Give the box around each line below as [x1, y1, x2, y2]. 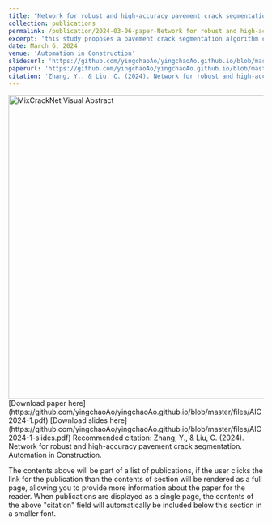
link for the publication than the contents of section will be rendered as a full [8, 474, 262, 484]
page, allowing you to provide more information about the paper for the [8, 483, 245, 493]
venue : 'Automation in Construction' [8, 49, 136, 58]
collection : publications [8, 19, 96, 28]
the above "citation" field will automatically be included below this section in [8, 500, 262, 510]
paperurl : [8, 65, 42, 73]
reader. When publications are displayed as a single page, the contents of [8, 491, 254, 501]
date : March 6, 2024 [8, 42, 79, 50]
